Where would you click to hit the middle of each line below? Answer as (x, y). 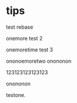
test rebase (20, 27)
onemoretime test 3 (30, 49)
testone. (16, 95)
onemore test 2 (24, 38)
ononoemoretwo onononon (39, 61)
